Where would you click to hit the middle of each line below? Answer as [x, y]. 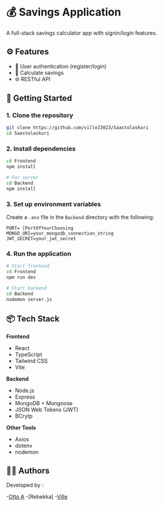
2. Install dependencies [41, 149]
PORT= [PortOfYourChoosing [40, 228]
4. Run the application [39, 254]
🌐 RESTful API [33, 79]
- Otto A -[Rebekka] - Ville [37, 497]
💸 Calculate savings [39, 73]
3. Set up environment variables [54, 204]
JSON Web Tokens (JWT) [47, 409]
